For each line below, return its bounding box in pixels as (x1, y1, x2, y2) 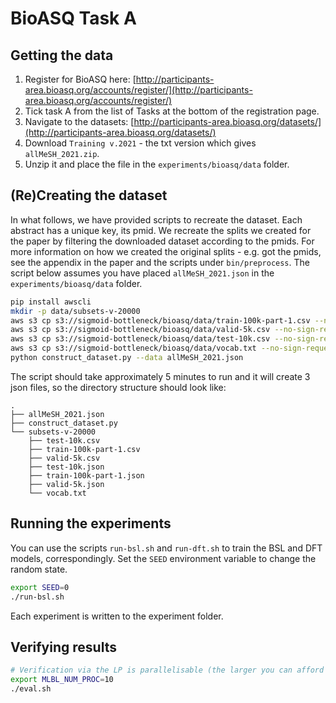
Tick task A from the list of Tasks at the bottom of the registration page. (24, 105, 320, 117)
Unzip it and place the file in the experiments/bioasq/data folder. (24, 158, 290, 170)
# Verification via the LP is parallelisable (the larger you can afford (10, 665, 325, 676)
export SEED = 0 (10, 582, 70, 592)
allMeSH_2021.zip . (24, 148, 100, 159)
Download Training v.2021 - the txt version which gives (24, 137, 257, 149)
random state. (10, 563, 68, 575)
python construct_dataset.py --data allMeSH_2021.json (10, 353, 244, 363)
